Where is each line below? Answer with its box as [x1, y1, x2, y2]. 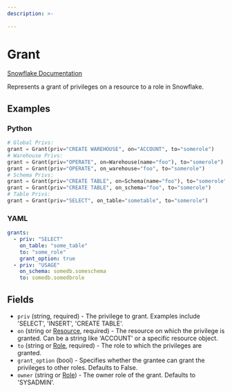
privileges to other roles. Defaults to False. [17, 363, 138, 371]
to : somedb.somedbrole [19, 274, 85, 281]
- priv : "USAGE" [13, 261, 60, 269]
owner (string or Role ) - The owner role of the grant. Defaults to [17, 371, 196, 379]
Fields [7, 294, 35, 305]
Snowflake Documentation [7, 69, 83, 78]
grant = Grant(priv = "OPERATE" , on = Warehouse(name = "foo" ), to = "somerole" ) [7, 159, 224, 166]
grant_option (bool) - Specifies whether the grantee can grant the [17, 356, 205, 364]
